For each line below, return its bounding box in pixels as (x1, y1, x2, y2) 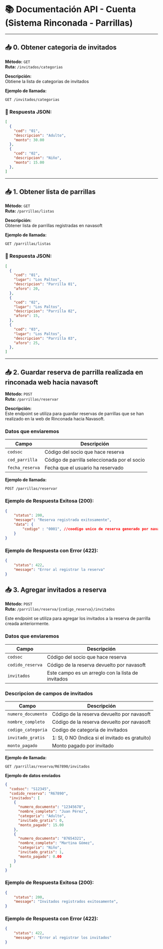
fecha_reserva (7, 465, 40, 471)
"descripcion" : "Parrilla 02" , (14, 309, 77, 314)
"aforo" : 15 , (14, 314, 40, 318)
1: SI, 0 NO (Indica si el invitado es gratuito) (51, 734, 151, 741)
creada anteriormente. (5, 621, 50, 627)
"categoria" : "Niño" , (17, 845, 62, 850)
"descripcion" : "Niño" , (14, 156, 62, 161)
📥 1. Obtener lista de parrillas (5, 187, 96, 196)
